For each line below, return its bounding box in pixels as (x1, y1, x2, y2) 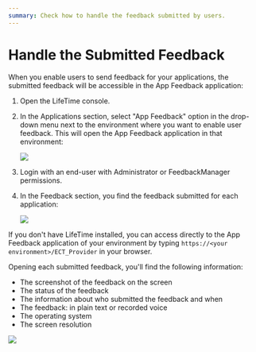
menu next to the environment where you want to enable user (40, 120, 242, 130)
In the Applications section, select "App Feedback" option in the (19, 111, 229, 121)
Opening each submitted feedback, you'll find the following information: (8, 261, 244, 271)
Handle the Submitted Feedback (8, 45, 225, 64)
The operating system (19, 311, 92, 320)
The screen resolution (19, 319, 92, 329)
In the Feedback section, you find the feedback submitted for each (19, 191, 239, 200)
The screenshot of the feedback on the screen (19, 277, 173, 287)
